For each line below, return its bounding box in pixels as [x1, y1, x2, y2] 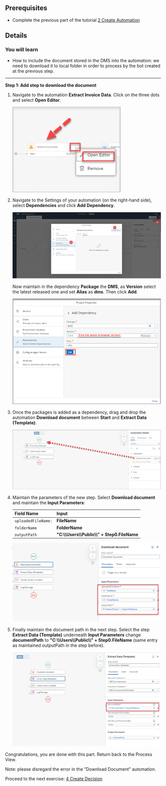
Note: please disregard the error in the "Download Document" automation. [5, 766, 157, 772]
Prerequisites [5, 4, 47, 12]
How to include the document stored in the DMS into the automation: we [12, 57, 160, 63]
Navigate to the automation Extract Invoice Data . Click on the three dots [12, 91, 160, 98]
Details [5, 32, 27, 40]
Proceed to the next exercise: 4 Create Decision [5, 776, 103, 782]
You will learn [5, 46, 39, 53]
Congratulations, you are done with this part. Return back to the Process [5, 751, 152, 757]
